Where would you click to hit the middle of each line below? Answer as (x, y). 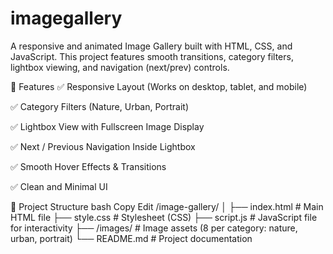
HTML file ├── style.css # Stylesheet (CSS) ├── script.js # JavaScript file (164, 217)
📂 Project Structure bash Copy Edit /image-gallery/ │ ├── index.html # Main (167, 206)
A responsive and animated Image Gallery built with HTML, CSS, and (151, 46)
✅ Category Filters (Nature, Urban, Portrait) (100, 106)
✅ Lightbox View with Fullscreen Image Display (107, 126)
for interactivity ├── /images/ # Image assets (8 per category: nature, (154, 228)
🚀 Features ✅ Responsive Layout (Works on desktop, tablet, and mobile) (159, 86)
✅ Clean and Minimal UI (59, 186)
